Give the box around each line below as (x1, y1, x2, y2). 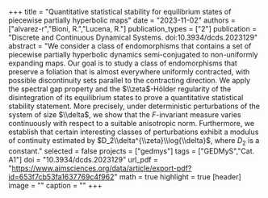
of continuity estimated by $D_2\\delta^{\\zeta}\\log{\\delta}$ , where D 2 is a (8, 136, 260, 147)
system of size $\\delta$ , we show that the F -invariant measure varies (8, 110, 241, 120)
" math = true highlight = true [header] (114, 171, 242, 181)
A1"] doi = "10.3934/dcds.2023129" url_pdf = (8, 154, 159, 164)
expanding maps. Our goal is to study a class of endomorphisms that (8, 58, 238, 68)
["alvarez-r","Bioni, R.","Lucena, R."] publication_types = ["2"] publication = (8, 24, 257, 33)
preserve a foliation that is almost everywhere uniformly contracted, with (8, 67, 250, 76)
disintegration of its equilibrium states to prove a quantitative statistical (8, 93, 244, 102)
